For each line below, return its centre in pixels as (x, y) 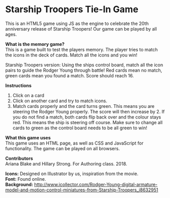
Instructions (19, 86)
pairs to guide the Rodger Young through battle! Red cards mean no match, (84, 70)
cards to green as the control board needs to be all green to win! (80, 128)
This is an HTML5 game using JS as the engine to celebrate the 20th (77, 23)
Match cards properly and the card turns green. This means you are (83, 106)
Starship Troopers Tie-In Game (72, 9)
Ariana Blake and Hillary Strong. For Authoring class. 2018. (66, 163)
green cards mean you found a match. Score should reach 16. (70, 75)
